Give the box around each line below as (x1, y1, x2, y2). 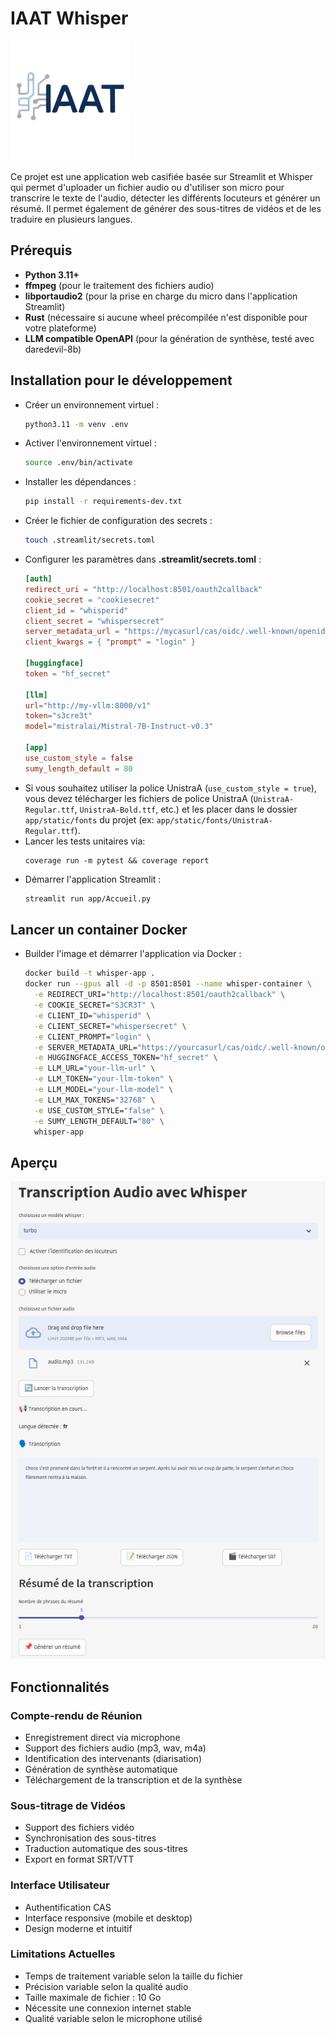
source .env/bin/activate (24, 458, 133, 468)
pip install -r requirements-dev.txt (24, 497, 183, 507)
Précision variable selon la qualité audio (24, 1980, 189, 1992)
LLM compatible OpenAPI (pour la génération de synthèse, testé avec (24, 332, 315, 344)
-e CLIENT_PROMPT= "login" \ (34, 1032, 152, 1042)
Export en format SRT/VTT (24, 1853, 135, 1866)
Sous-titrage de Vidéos (10, 1798, 126, 1812)
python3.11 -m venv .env (24, 419, 129, 429)
